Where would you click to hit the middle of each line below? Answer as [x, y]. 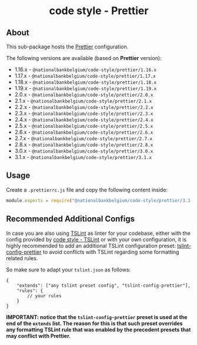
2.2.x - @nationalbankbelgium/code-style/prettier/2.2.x [84, 107]
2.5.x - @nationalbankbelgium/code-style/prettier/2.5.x [84, 126]
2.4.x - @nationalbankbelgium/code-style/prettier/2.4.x [84, 120]
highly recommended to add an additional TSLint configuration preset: [91, 246]
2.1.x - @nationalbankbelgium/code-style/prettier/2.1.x [83, 101]
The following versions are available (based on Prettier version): [84, 58]
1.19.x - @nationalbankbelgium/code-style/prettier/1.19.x [86, 88]
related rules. [22, 258]
